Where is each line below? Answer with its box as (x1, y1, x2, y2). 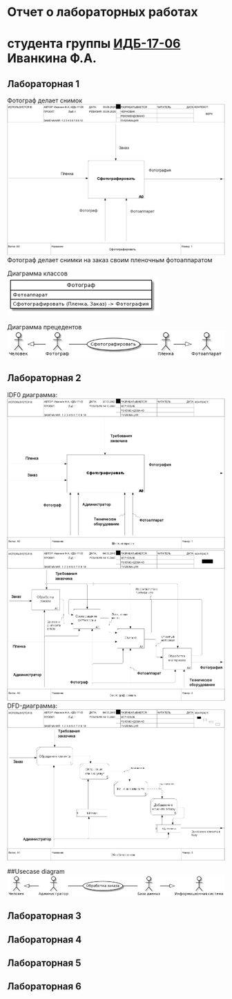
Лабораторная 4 (7, 933, 82, 945)
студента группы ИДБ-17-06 (7, 36, 181, 52)
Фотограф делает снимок (7, 96, 83, 104)
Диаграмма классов (7, 269, 68, 277)
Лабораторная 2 (7, 372, 81, 384)
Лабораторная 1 (7, 77, 79, 90)
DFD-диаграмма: (7, 702, 57, 710)
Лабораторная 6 (7, 980, 81, 993)
